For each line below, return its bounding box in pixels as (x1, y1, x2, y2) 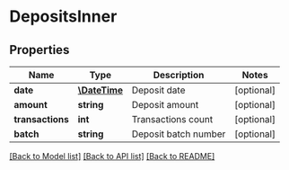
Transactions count (131, 113, 214, 125)
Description (153, 69, 205, 81)
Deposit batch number (131, 128, 226, 140)
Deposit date (131, 84, 186, 96)
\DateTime (77, 84, 124, 96)
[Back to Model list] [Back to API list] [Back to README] (9, 151, 215, 161)
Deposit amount (131, 99, 199, 111)
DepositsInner (9, 6, 118, 27)
